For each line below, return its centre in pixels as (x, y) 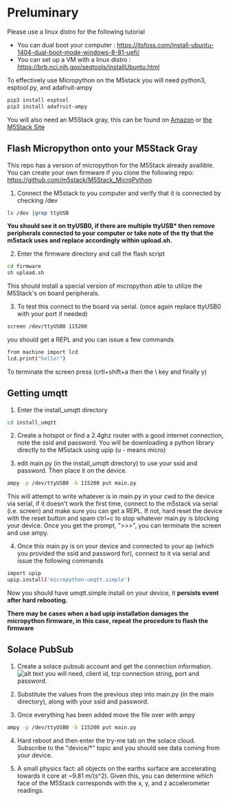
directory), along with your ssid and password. (83, 701)
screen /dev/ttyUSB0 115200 (47, 327)
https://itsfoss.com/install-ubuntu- (165, 45)
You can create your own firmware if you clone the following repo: (101, 172)
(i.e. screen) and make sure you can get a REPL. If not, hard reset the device (115, 511)
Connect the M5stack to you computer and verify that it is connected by (119, 193)
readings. (31, 790)
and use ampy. (28, 533)
